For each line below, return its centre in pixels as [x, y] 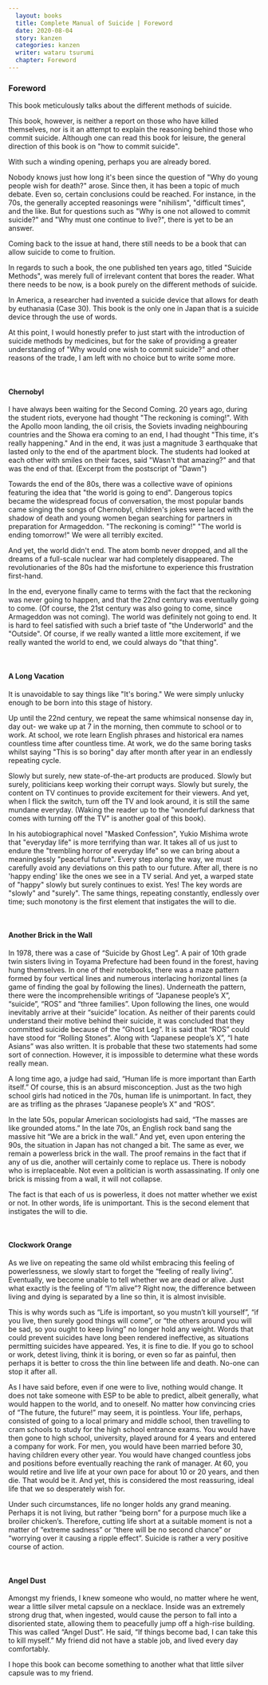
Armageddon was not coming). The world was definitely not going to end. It [133, 617]
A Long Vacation [36, 676]
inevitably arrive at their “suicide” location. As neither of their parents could [132, 1012]
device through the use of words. [63, 317]
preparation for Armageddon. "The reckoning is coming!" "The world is [125, 527]
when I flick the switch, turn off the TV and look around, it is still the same [129, 801]
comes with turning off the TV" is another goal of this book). [107, 818]
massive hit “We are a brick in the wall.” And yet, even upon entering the [127, 1136]
